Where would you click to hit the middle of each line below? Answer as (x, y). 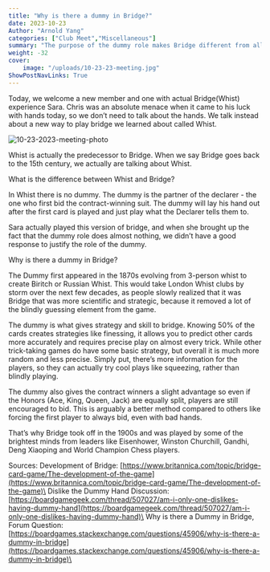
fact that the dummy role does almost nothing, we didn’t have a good (123, 235)
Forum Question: (36, 525)
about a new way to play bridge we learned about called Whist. (112, 124)
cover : (19, 61)
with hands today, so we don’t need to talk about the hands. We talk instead (133, 115)
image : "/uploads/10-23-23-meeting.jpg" (91, 68)
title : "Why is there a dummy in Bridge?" (80, 16)
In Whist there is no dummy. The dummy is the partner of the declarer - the (133, 194)
